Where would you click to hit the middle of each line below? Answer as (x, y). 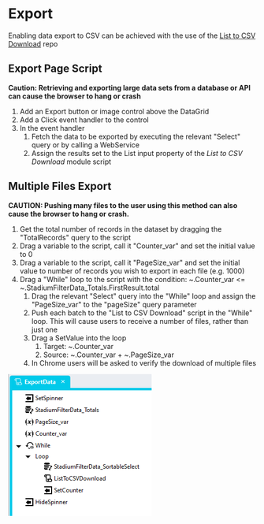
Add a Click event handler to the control (84, 120)
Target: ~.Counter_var (78, 346)
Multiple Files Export (60, 186)
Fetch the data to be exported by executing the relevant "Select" (136, 136)
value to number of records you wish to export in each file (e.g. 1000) (132, 271)
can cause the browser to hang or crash (75, 96)
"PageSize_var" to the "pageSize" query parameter (114, 304)
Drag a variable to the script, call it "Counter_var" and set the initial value (138, 246)
